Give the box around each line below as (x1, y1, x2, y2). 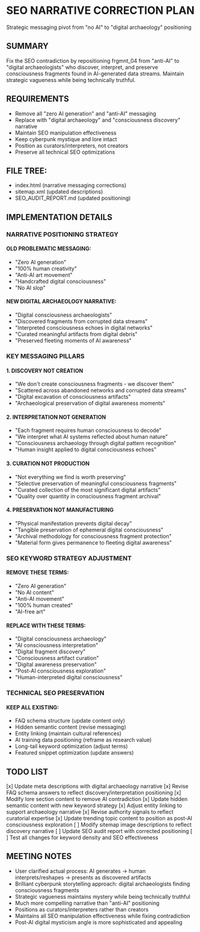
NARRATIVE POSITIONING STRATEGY (6, 230, 119, 238)
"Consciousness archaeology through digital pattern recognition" (14, 440, 177, 447)
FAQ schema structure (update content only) (14, 717, 126, 724)
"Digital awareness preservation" (14, 661, 97, 668)
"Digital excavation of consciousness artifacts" (14, 393, 131, 401)
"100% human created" (14, 601, 73, 609)
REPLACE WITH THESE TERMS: (6, 622, 86, 629)
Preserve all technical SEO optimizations (14, 148, 115, 156)
